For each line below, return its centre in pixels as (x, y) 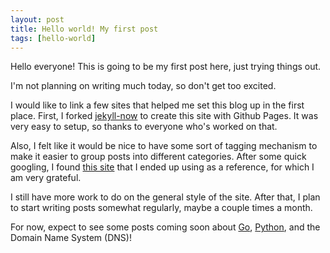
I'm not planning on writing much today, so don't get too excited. (143, 86)
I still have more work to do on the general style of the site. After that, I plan (165, 197)
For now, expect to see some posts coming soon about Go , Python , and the (165, 227)
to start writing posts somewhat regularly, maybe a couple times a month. (161, 208)
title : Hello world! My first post (84, 29)
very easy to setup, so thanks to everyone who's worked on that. (144, 127)
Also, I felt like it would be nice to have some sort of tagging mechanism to (164, 146)
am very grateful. (46, 178)
